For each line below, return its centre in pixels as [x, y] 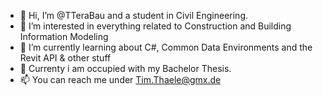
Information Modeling [64, 36]
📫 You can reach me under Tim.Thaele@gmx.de [120, 79]
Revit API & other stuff [65, 58]
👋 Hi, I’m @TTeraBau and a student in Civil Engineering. [134, 15]
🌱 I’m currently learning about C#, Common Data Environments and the [166, 47]
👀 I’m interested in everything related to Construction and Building [155, 26]
